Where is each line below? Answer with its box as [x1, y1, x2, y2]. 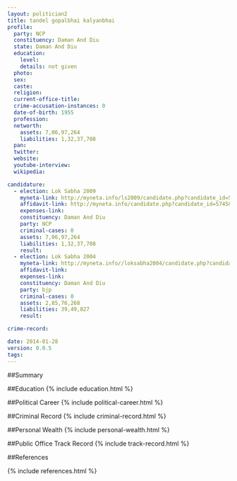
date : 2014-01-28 [7, 338, 59, 345]
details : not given [20, 63, 78, 70]
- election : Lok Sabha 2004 [13, 253, 97, 260]
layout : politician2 [7, 10, 68, 18]
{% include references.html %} [7, 466, 97, 475]
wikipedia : [13, 168, 46, 175]
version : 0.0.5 [7, 344, 52, 352]
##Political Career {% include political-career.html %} [7, 398, 164, 407]
